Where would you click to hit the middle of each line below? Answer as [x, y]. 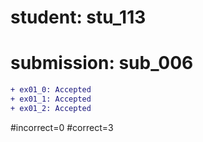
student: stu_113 [78, 17]
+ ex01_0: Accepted [51, 90]
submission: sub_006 [102, 63]
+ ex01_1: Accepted [51, 99]
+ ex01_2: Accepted [51, 108]
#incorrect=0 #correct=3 [62, 127]
